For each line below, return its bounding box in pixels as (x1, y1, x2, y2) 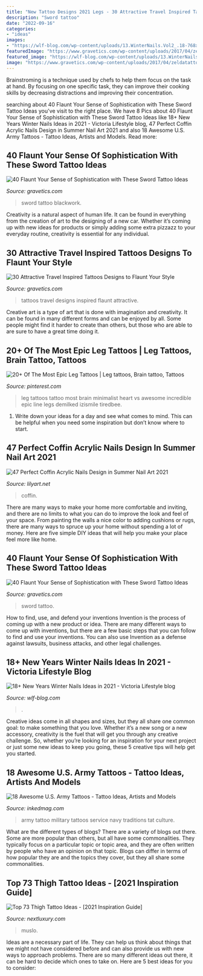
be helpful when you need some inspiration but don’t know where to (14, 419, 185, 426)
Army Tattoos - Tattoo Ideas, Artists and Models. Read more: (6, 133, 157, 140)
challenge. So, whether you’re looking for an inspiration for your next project (6, 737, 196, 744)
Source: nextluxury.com (6, 915, 66, 922)
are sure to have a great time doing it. (6, 328, 100, 335)
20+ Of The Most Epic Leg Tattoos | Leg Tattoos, (6, 346, 192, 356)
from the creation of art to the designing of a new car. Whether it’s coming (6, 217, 191, 224)
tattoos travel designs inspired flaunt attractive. (21, 297, 139, 304)
